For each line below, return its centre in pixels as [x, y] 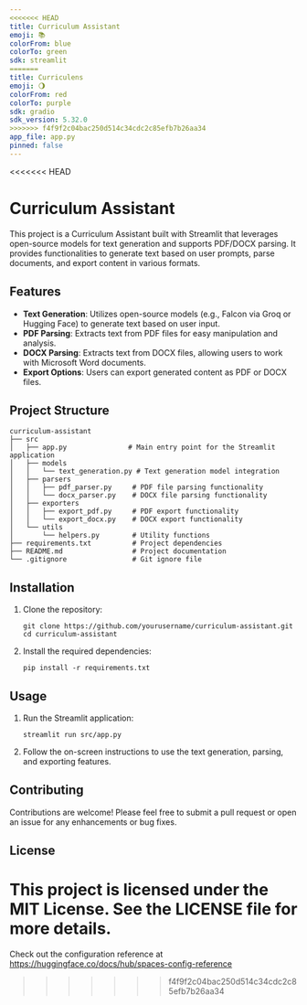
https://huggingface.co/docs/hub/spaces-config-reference [121, 964]
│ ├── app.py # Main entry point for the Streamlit [143, 448]
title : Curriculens [47, 78]
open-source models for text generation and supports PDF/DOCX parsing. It [153, 243]
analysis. [39, 343]
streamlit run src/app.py [72, 734]
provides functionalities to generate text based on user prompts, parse [143, 253]
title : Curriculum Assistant [65, 27]
